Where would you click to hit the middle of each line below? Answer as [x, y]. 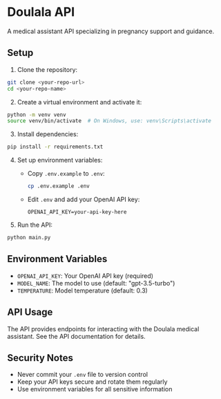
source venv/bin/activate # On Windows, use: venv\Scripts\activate [109, 121]
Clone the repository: [47, 69]
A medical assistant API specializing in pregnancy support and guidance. [111, 31]
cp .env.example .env [58, 186]
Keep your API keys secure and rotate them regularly [92, 382]
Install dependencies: [48, 134]
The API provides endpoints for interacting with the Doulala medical [103, 328]
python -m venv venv [37, 115]
